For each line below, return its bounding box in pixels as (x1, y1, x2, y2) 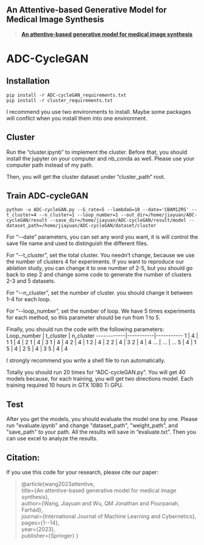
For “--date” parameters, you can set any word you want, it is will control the (6, 234, 199, 241)
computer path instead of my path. (6, 161, 93, 168)
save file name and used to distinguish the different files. (6, 240, 149, 247)
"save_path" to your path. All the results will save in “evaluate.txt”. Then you (6, 428, 197, 436)
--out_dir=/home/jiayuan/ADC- (121, 212, 198, 218)
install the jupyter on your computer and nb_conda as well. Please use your (6, 154, 195, 162)
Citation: (6, 453, 40, 463)
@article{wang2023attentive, (21, 481, 95, 488)
